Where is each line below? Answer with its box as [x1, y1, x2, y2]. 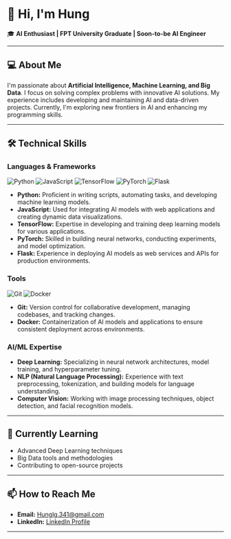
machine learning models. [16, 198, 91, 206]
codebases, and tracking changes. [16, 310, 115, 318]
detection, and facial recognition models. [16, 402, 133, 410]
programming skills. [7, 110, 63, 119]
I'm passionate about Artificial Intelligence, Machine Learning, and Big [7, 81, 211, 89]
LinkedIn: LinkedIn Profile [16, 517, 91, 526]
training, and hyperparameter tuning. [16, 365, 122, 374]
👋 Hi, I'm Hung [7, 6, 90, 22]
